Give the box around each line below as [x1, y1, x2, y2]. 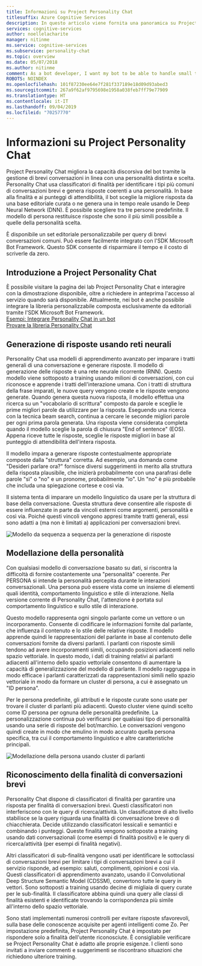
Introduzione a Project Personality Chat [6, 267, 157, 277]
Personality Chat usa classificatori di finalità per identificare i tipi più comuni [6, 181, 194, 188]
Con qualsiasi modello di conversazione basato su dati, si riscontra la [6, 564, 177, 571]
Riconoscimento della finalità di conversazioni [6, 770, 183, 780]
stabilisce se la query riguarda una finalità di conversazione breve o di [6, 814, 180, 822]
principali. [6, 740, 31, 748]
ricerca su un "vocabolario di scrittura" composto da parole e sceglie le [6, 399, 183, 407]
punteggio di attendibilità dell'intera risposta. [6, 438, 117, 445]
